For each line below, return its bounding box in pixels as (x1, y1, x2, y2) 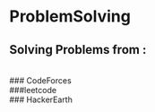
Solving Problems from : (9, 42, 147, 57)
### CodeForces (9, 75, 72, 86)
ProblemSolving (9, 6, 132, 27)
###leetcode (9, 85, 56, 95)
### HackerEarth (9, 94, 73, 105)
